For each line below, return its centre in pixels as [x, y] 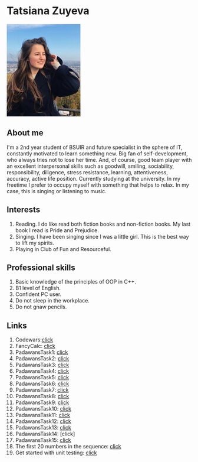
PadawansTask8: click [42, 396]
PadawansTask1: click [42, 352]
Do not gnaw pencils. [41, 307]
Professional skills [41, 267]
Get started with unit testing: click [56, 453]
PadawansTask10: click [43, 409]
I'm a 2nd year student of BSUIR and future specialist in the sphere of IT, [95, 147]
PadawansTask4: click [42, 371]
